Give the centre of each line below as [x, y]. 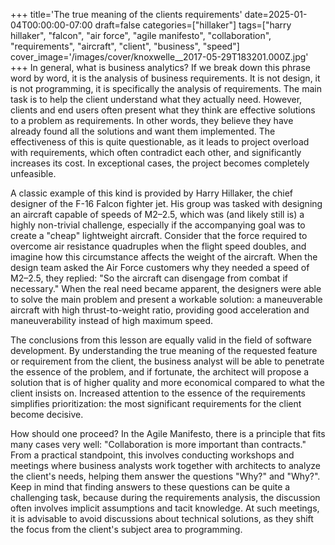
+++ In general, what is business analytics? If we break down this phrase [161, 67]
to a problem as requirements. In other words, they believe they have [152, 120]
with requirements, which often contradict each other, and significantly [156, 152]
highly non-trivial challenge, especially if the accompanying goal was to [158, 225]
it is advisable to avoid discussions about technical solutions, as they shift [162, 518]
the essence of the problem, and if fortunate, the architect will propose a [160, 372]
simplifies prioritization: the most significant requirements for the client [156, 403]
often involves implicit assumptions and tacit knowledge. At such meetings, [165, 508]
